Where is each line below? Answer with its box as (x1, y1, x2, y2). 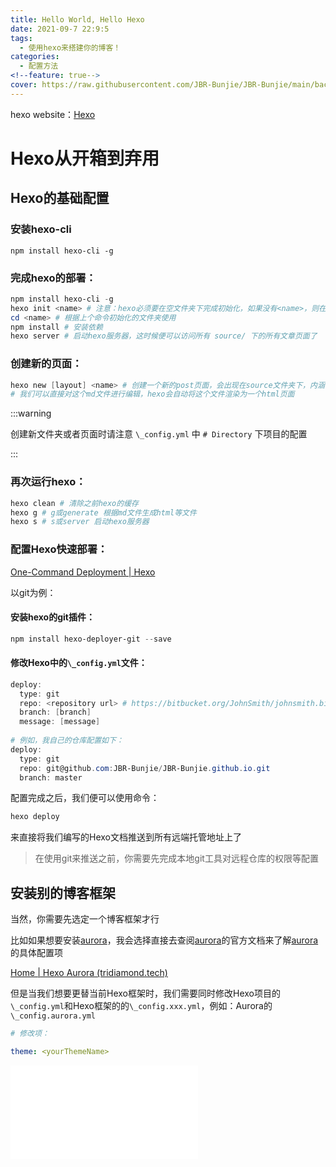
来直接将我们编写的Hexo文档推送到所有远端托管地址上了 (10, 831, 242, 843)
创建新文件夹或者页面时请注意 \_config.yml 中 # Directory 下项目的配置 (10, 428, 308, 440)
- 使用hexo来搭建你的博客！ (19, 42, 122, 53)
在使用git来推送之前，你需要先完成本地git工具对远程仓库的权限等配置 (34, 852, 319, 865)
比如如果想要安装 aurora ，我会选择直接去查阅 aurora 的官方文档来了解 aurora (10, 934, 319, 946)
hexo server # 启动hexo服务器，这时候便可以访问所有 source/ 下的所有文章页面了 (10, 331, 318, 341)
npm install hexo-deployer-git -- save (10, 634, 172, 644)
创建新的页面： (10, 357, 83, 371)
